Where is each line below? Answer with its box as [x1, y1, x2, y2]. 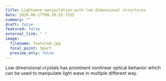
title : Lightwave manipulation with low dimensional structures [5, 7, 146, 13]
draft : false [5, 22, 33, 27]
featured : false [5, 27, 40, 32]
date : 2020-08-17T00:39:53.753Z [5, 12, 75, 17]
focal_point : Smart [10, 46, 52, 51]
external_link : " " [5, 31, 47, 36]
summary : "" [5, 17, 31, 22]
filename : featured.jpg [10, 41, 61, 46]
